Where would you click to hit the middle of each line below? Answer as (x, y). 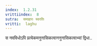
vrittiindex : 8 (22, 14)
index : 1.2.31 (21, 10)
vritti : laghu (21, 24)
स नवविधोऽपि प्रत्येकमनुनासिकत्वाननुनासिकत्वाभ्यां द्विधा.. (49, 38)
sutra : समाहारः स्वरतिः (25, 19)
